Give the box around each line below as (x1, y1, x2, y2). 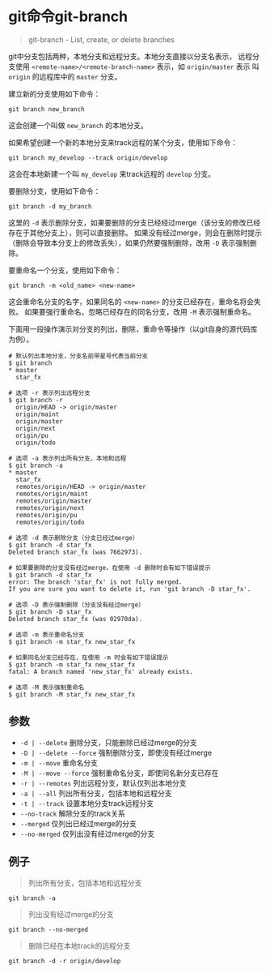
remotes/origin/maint (15, 490, 89, 498)
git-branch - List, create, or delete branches (27, 34, 175, 45)
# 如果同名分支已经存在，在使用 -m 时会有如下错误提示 (8, 654, 169, 662)
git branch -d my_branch (8, 202, 92, 211)
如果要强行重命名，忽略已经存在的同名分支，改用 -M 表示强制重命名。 (23, 306, 256, 316)
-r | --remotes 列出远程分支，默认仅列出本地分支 (19, 778, 187, 787)
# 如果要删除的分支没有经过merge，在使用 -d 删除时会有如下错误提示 (8, 564, 211, 572)
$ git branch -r (8, 396, 63, 404)
